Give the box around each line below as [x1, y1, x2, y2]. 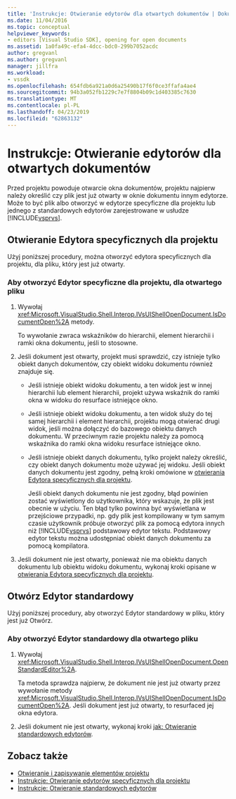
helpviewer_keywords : [7, 30, 71, 37]
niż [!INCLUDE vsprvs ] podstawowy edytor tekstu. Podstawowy [27, 526, 211, 535]
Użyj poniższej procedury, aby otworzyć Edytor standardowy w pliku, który [7, 609, 225, 617]
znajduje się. [17, 367, 55, 375]
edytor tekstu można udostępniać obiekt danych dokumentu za [27, 534, 211, 542]
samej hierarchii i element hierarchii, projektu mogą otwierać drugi [27, 417, 220, 425]
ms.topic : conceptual [7, 23, 71, 30]
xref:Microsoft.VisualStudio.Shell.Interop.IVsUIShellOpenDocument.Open [17, 658, 228, 666]
